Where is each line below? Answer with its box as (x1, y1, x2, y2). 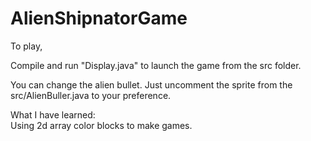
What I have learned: (10, 108, 96, 121)
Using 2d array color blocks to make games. (10, 119, 193, 131)
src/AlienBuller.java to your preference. (10, 89, 172, 101)
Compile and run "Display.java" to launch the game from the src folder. (10, 59, 302, 71)
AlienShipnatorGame (10, 7, 188, 30)
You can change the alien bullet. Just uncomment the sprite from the (10, 78, 293, 91)
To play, (10, 40, 43, 52)
